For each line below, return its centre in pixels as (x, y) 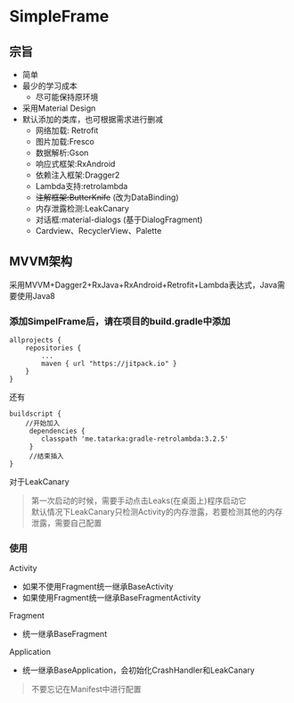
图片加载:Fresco (65, 141)
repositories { (53, 348)
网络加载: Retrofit (67, 130)
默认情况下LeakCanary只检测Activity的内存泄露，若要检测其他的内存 (157, 512)
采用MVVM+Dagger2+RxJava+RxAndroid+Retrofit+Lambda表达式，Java (143, 285)
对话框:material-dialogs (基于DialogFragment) (119, 219)
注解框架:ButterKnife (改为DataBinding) (107, 197)
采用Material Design (59, 108)
